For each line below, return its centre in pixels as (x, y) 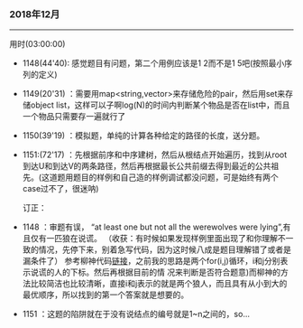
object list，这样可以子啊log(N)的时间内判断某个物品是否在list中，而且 (160, 105)
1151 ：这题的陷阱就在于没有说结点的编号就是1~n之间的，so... (136, 314)
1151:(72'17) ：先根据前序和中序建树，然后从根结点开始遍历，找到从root (155, 155)
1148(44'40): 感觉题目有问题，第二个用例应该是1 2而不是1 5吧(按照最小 (153, 63)
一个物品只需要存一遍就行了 (74, 117)
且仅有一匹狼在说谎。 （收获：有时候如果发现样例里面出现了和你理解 (150, 239)
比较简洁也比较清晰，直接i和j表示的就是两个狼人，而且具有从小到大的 (159, 284)
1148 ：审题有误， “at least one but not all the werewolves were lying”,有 (156, 227)
